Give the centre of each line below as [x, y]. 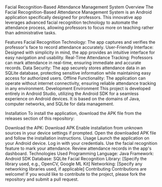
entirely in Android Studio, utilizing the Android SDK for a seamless [72, 93]
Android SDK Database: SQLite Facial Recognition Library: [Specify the [76, 159]
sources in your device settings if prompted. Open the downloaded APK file [81, 133]
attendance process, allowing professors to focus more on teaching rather [80, 28]
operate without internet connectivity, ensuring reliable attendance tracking [81, 83]
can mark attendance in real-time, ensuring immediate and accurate [73, 63]
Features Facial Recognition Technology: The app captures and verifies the [80, 42]
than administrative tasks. [31, 33]
